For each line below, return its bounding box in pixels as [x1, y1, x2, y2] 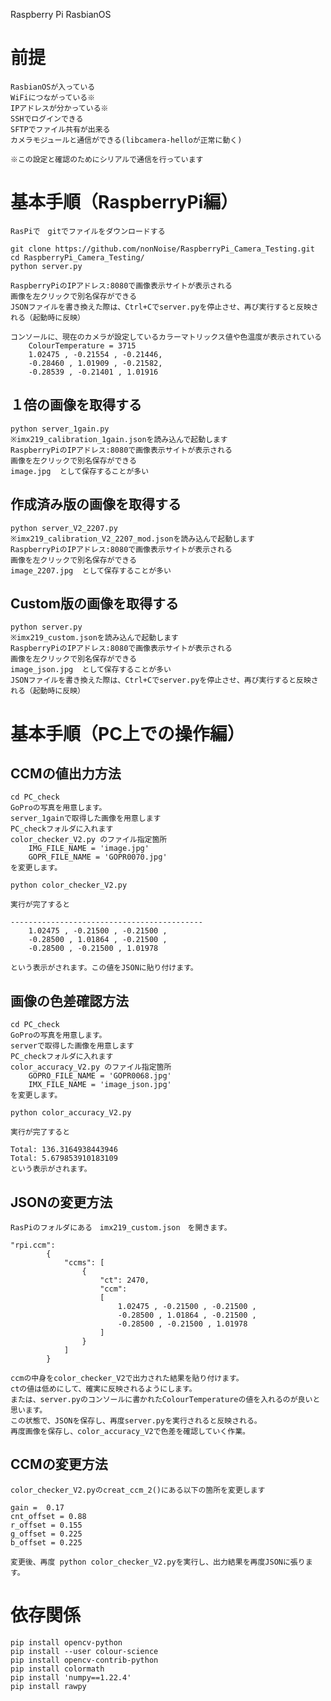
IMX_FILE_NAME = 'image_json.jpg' [28, 1080, 172, 1090]
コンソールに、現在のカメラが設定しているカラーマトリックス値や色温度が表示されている [10, 332, 322, 342]
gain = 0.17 [10, 1502, 65, 1513]
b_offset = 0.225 [10, 1537, 83, 1548]
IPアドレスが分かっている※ [10, 103, 109, 113]
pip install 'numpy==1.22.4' [10, 1672, 132, 1683]
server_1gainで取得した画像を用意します [10, 814, 162, 824]
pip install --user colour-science [10, 1646, 159, 1656]
